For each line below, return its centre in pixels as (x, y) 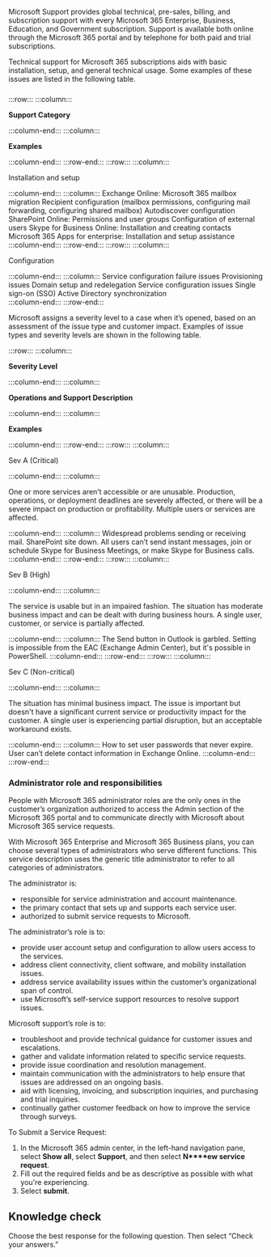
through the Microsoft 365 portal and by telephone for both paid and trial (130, 37)
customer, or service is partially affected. (77, 623)
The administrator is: (43, 883)
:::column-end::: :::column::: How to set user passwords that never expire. (131, 745)
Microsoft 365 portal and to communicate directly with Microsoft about (126, 817)
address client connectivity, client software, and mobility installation (133, 965)
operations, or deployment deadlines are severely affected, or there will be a (135, 500)
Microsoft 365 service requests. (61, 826)
